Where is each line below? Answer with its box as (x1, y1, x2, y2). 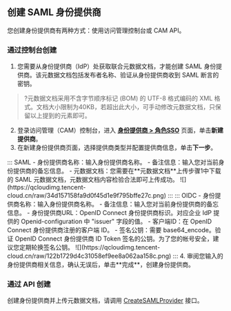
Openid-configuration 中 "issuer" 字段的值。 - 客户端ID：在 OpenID (20, 217, 212, 226)
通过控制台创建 (7, 45, 57, 55)
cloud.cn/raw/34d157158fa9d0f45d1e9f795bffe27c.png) (7, 191, 167, 200)
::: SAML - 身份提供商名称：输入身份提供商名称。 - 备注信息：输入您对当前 (7, 158, 219, 167)
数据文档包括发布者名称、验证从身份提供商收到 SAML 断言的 (47, 71, 219, 79)
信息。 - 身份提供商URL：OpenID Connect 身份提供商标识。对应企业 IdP (7, 209, 212, 217)
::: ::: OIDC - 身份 (168, 191, 215, 200)
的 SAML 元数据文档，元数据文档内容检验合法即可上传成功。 (7, 176, 179, 184)
